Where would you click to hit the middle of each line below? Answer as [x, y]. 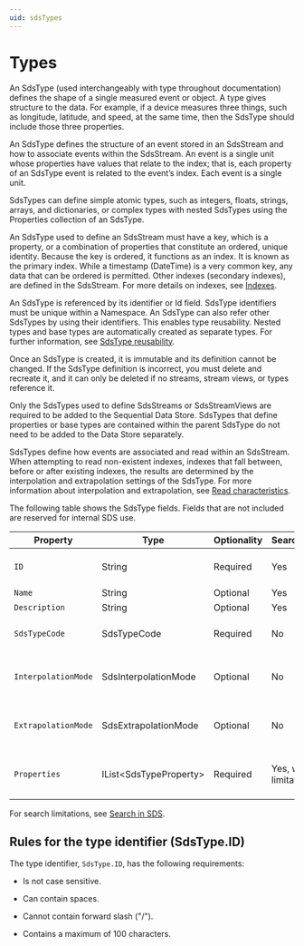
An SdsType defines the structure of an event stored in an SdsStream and [147, 144]
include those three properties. [67, 126]
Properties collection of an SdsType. [77, 219]
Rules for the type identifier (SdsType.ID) [128, 841]
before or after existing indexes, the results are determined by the [132, 471]
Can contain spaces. [61, 899]
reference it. [32, 387]
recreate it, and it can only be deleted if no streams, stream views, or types [149, 378]
